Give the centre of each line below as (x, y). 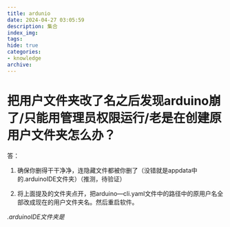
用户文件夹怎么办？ (62, 135)
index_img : (23, 33)
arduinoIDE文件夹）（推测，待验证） (75, 179)
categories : (24, 52)
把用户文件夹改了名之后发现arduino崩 (114, 101)
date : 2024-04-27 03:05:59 (46, 20)
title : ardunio (29, 13)
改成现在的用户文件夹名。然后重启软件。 (81, 202)
